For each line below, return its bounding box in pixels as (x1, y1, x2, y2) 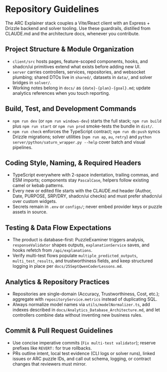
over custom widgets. (12, 198, 57, 204)
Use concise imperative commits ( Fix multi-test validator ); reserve (12, 340, 156, 346)
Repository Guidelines (5, 3, 99, 15)
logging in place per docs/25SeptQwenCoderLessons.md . (12, 263, 123, 269)
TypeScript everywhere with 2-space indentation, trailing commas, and (12, 172, 159, 178)
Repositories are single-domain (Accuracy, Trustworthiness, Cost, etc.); (12, 291, 160, 297)
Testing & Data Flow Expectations (5, 223, 112, 232)
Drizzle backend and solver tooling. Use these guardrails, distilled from (5, 25, 151, 31)
